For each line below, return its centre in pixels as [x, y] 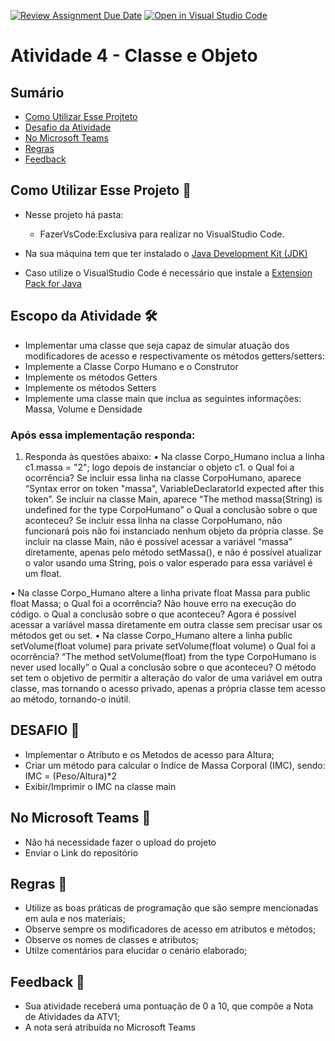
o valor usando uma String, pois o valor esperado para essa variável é [168, 562]
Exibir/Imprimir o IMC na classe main [100, 786]
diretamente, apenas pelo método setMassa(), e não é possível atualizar [173, 552]
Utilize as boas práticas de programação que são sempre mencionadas [171, 908]
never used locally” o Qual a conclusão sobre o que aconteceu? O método [163, 667]
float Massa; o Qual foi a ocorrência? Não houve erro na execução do [153, 603]
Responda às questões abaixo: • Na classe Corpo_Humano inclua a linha [174, 456]
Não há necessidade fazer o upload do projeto [120, 842]
